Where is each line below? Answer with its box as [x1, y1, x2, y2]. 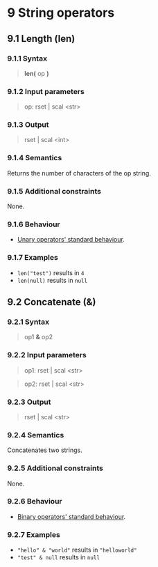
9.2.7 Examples [7, 529, 60, 539]
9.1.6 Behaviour [7, 219, 60, 229]
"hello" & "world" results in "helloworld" [17, 545, 137, 554]
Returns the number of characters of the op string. [7, 169, 151, 177]
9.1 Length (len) [7, 33, 76, 45]
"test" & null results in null [17, 553, 100, 561]
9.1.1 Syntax [7, 54, 47, 63]
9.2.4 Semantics [7, 430, 64, 440]
